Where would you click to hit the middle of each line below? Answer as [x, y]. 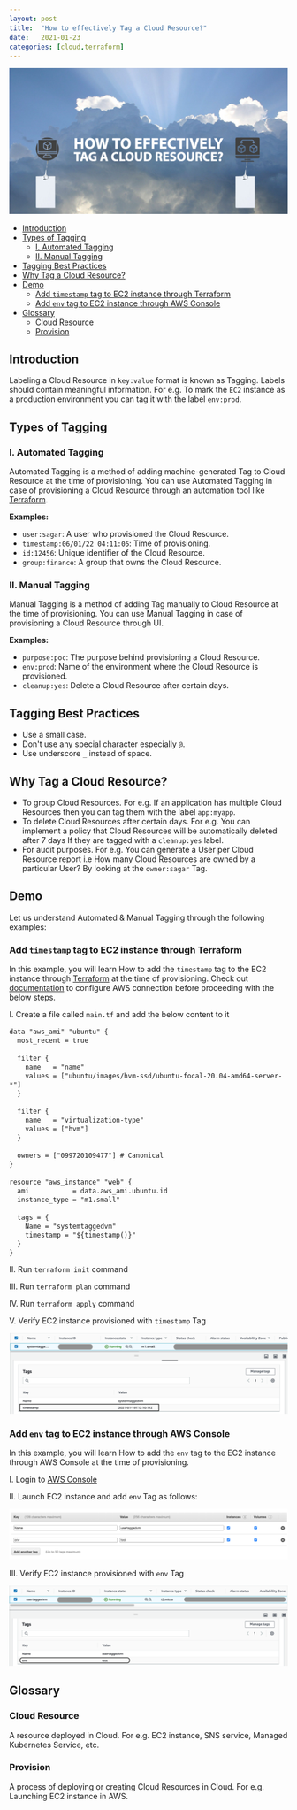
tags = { [33, 1218]
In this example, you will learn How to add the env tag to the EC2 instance [143, 1453]
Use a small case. [54, 735]
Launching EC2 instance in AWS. [69, 1796]
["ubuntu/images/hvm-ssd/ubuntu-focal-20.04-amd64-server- [171, 1076]
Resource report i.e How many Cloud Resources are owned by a [139, 859]
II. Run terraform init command [69, 1269]
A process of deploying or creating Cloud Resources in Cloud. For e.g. [137, 1786]
